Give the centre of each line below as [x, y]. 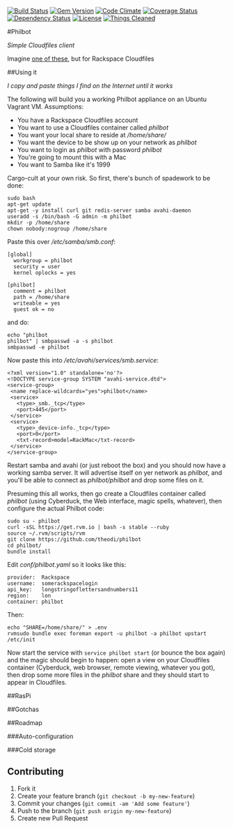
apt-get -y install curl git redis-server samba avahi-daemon [99, 211]
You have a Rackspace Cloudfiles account [78, 120]
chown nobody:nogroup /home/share [57, 229]
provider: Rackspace [39, 577]
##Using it [22, 72]
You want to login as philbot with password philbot [89, 150]
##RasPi [19, 696]
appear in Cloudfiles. [37, 682]
